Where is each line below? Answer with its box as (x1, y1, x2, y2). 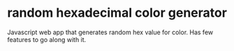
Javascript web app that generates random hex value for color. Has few (7, 28, 214, 36)
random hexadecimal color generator (7, 5, 227, 21)
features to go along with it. (7, 35, 87, 43)
